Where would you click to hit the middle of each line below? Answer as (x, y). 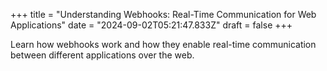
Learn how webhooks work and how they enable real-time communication (163, 44)
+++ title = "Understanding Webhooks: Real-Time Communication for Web (163, 14)
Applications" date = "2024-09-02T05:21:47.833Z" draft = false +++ (151, 25)
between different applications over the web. (102, 55)
